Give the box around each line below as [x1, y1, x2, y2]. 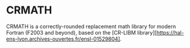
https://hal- [156, 29, 184, 36]
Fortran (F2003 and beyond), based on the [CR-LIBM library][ [6, 29, 157, 36]
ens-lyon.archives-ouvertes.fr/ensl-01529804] [6, 35, 121, 42]
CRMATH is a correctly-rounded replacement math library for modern [6, 23, 176, 30]
